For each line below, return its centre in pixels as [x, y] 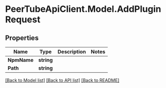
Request [23, 20]
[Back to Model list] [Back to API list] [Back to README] [62, 80]
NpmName [21, 60]
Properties [22, 38]
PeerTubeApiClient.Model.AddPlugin [83, 9]
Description [72, 52]
